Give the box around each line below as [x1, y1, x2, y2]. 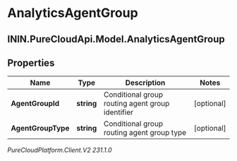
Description [125, 78, 166, 88]
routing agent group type [103, 128, 187, 138]
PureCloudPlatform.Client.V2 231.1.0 [7, 146, 112, 155]
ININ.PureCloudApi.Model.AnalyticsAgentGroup [7, 33, 226, 45]
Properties [7, 56, 55, 68]
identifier [103, 107, 134, 117]
